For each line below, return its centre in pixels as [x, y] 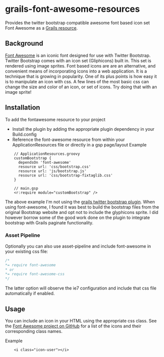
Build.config [24, 134]
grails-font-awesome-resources [72, 9]
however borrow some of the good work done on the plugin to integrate [78, 217]
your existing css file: [27, 251]
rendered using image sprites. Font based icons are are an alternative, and [80, 66]
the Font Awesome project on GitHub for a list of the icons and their [73, 326]
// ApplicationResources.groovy [47, 154]
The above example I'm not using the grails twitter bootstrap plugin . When [80, 202]
